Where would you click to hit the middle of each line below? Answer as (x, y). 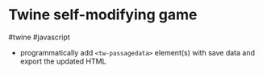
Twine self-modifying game (103, 15)
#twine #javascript (39, 37)
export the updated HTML (63, 61)
